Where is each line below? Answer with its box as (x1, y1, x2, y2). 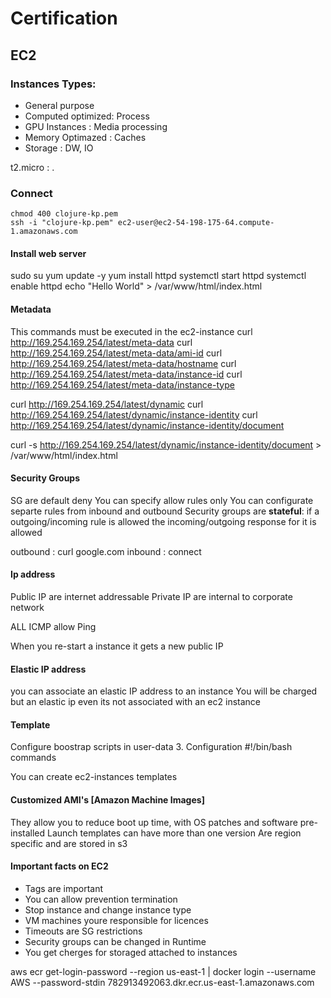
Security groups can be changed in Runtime (24, 935, 207, 947)
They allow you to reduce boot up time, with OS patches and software (10, 816, 298, 828)
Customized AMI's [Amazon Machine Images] (10, 793, 205, 806)
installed (10, 827, 46, 839)
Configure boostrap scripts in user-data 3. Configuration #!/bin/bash (10, 741, 293, 753)
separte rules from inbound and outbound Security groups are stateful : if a (10, 505, 320, 517)
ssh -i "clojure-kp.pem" (10, 218, 114, 228)
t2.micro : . (10, 161, 55, 173)
